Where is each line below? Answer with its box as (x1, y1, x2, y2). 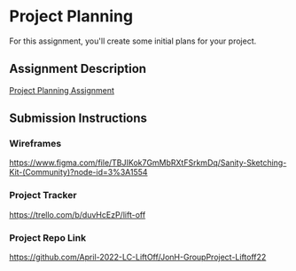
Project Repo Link (9, 231, 87, 243)
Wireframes (9, 138, 62, 150)
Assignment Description (9, 61, 147, 76)
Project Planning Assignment (9, 84, 115, 95)
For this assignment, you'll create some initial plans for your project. (9, 36, 257, 46)
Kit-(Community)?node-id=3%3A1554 (9, 167, 148, 178)
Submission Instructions (9, 111, 148, 126)
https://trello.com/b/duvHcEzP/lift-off (9, 209, 146, 219)
